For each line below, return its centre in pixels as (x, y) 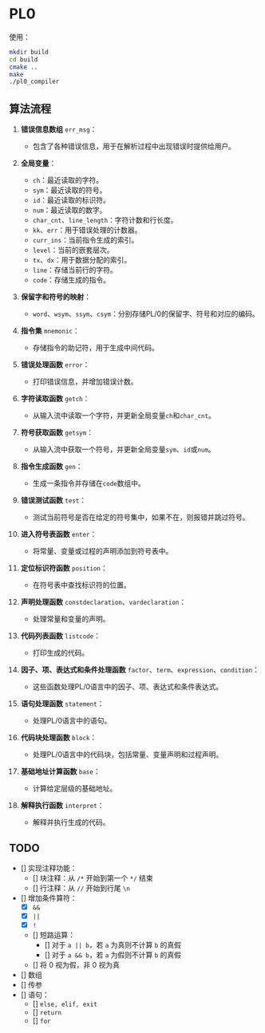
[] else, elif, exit (65, 1004)
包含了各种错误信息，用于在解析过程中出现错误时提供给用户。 (134, 146)
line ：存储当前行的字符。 (75, 270)
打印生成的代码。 (61, 653)
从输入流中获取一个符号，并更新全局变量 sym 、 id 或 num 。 (124, 449)
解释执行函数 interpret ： (62, 806)
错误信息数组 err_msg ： (59, 129)
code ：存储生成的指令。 (71, 280)
